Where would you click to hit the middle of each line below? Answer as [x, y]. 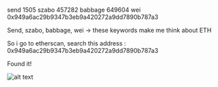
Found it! [19, 64]
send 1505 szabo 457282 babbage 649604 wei [74, 10]
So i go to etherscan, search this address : [67, 43]
